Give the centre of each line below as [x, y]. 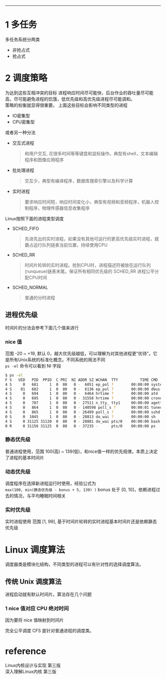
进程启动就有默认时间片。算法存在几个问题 [48, 594]
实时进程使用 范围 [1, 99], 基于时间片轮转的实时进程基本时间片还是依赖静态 [81, 522]
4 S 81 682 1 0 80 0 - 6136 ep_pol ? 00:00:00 [77, 389]
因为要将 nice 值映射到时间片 [35, 620]
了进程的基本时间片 [25, 457]
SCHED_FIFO [26, 228]
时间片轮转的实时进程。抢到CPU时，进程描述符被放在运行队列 [88, 265]
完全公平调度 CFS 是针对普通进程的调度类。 [50, 631]
